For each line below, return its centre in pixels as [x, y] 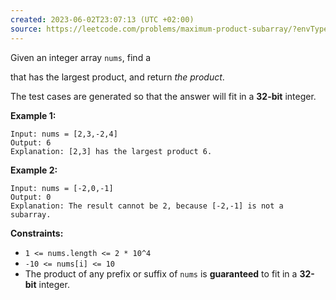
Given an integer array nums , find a [81, 57]
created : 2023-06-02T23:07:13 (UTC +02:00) [102, 19]
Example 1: [33, 115]
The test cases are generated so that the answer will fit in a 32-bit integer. [163, 96]
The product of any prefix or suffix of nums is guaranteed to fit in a [161, 273]
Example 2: [34, 170]
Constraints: [37, 233]
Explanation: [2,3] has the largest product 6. [111, 151]
